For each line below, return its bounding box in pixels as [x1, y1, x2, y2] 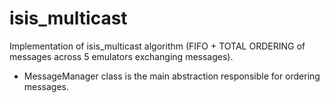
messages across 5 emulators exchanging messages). [9, 50, 234, 62]
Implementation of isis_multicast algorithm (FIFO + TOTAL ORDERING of [9, 40, 306, 52]
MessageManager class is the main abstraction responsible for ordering [23, 70, 321, 82]
